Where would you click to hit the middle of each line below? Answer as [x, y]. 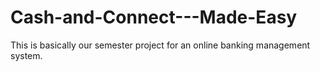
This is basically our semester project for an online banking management [160, 45]
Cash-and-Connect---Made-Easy [154, 17]
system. [26, 55]
